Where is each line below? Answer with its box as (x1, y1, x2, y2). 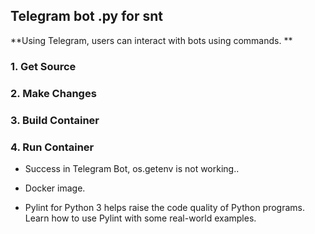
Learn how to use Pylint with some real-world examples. (24, 212, 257, 224)
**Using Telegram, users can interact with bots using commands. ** (10, 34, 293, 46)
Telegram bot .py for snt (10, 8, 164, 25)
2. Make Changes (10, 86, 97, 100)
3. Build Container (10, 113, 100, 127)
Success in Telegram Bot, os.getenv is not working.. (24, 162, 240, 174)
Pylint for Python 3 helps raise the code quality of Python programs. (24, 201, 305, 213)
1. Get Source (10, 59, 77, 73)
